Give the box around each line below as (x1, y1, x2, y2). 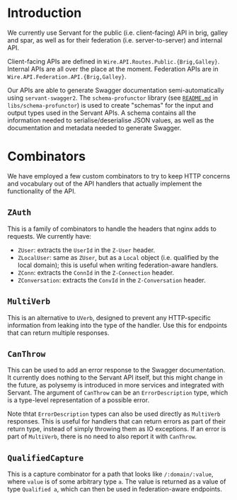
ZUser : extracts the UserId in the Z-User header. (17, 246, 156, 254)
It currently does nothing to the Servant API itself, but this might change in (7, 373, 223, 382)
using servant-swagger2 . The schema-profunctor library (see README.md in (7, 93, 219, 102)
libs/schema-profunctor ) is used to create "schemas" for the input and (7, 101, 214, 109)
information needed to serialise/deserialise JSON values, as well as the (7, 115, 214, 125)
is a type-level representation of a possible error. (7, 396, 150, 404)
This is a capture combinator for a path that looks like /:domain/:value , (7, 470, 214, 479)
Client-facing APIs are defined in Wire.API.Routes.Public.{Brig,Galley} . (7, 57, 220, 65)
